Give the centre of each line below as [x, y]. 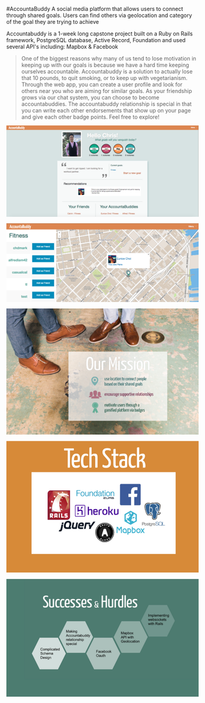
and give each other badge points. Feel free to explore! [90, 117]
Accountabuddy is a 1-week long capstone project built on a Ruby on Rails [100, 34]
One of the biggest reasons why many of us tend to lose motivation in [109, 58]
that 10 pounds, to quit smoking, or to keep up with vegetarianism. [104, 78]
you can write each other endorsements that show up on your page [106, 110]
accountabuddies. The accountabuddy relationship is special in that [106, 104]
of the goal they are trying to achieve [53, 22]
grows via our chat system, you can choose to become [90, 98]
